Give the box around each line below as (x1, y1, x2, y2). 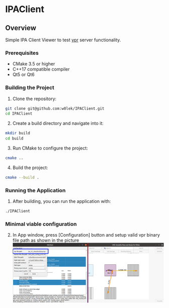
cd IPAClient (5, 111, 33, 116)
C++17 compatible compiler (12, 66, 70, 72)
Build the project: (12, 165, 48, 171)
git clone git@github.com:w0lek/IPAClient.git (5, 106, 105, 111)
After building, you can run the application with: (12, 198, 111, 204)
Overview (5, 24, 37, 32)
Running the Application (5, 187, 66, 194)
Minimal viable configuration (5, 220, 77, 227)
